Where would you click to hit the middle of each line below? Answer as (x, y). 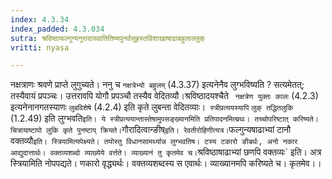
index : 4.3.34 (40, 19)
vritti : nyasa (40, 47)
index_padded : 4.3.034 (57, 29)
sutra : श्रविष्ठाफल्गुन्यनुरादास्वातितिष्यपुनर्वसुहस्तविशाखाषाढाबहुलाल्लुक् (107, 38)
